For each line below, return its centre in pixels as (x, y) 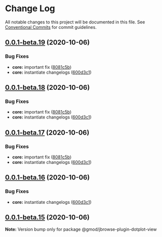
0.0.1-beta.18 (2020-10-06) (48, 88)
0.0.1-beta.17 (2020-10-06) (47, 132)
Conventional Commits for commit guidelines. (51, 27)
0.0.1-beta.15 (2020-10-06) (47, 217)
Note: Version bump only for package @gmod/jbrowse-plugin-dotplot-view (81, 229)
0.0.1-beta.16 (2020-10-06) (48, 178)
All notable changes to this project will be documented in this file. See (75, 22)
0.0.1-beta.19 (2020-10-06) (48, 43)
